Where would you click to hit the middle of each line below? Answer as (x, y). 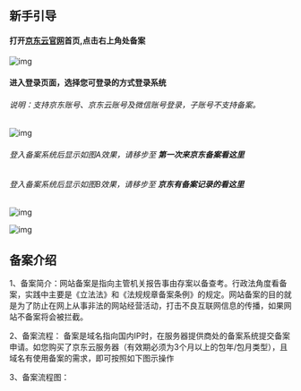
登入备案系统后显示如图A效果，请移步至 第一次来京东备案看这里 (127, 154)
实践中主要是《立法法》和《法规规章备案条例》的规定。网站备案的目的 (154, 294)
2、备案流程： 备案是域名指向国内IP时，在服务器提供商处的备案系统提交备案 (150, 336)
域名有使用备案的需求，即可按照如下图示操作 (92, 358)
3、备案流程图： (39, 378)
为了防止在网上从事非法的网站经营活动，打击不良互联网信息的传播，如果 (150, 306)
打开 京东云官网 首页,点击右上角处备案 (77, 40)
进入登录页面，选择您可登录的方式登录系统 (88, 82)
